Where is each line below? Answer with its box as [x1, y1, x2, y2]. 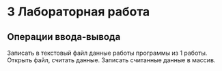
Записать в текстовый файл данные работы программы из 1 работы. [7, 49, 208, 57]
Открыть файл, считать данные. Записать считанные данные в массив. [7, 56, 216, 64]
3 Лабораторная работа [7, 4, 150, 20]
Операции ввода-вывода [7, 31, 121, 43]
